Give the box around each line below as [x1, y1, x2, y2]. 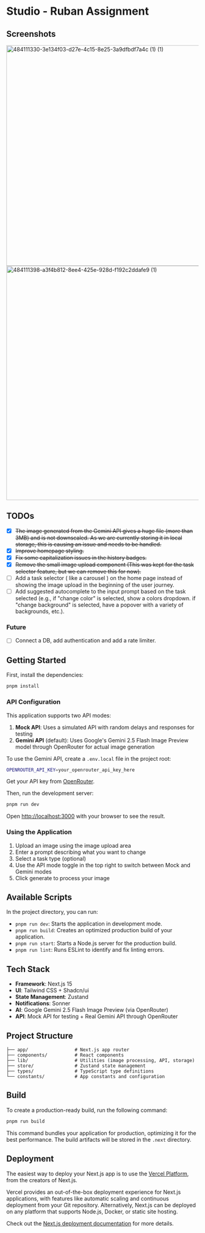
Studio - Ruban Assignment [6, 4, 149, 18]
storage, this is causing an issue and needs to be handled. [15, 540, 162, 548]
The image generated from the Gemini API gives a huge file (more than [15, 527, 193, 534]
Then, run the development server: [6, 790, 94, 797]
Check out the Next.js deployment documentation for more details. [6, 1220, 174, 1227]
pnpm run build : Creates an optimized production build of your [15, 927, 173, 934]
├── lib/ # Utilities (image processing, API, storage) [6, 1058, 195, 1064]
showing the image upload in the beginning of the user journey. [15, 581, 175, 589]
